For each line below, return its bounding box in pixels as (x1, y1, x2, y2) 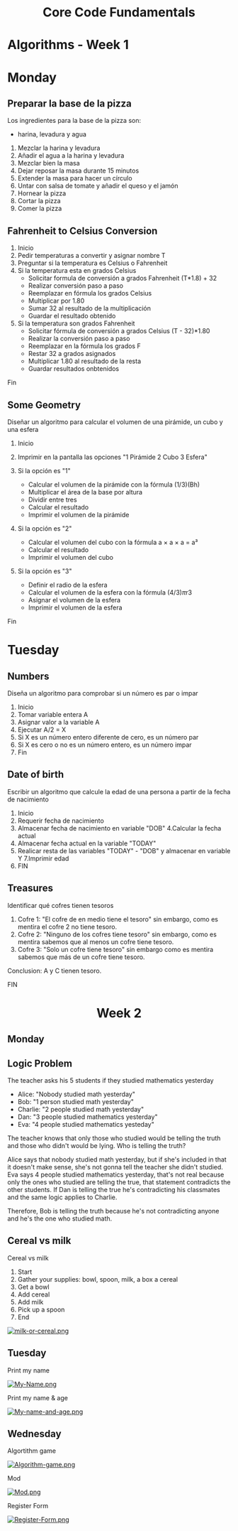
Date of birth (7, 769, 64, 781)
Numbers (7, 670, 50, 682)
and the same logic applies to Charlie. (7, 1193, 118, 1201)
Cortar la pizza (17, 197, 62, 205)
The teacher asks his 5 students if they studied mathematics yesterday (7, 1076, 214, 1085)
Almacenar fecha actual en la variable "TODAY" (17, 839, 157, 848)
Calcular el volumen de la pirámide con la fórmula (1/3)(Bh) (28, 480, 200, 489)
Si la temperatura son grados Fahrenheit (17, 319, 135, 328)
